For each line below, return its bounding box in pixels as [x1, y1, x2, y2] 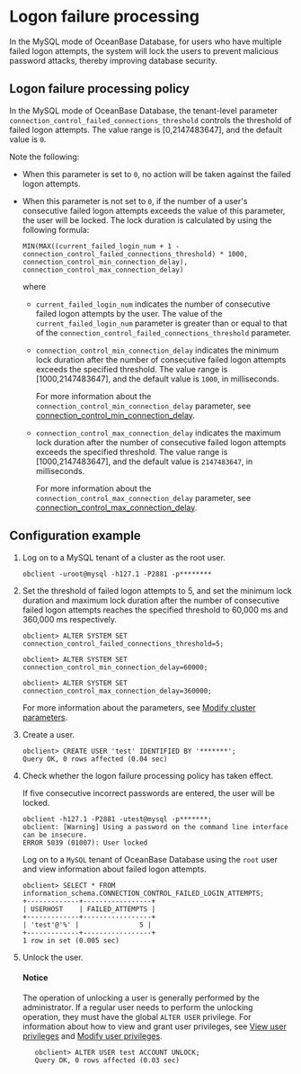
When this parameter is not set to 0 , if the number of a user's [22, 195, 248, 206]
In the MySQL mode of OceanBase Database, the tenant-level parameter [9, 105, 279, 116]
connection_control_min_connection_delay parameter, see [35, 400, 252, 411]
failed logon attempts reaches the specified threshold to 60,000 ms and [22, 604, 288, 615]
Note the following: [9, 151, 80, 162]
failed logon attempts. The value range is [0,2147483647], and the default [9, 124, 283, 135]
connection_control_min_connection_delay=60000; [22, 663, 208, 672]
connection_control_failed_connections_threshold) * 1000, [22, 249, 249, 258]
